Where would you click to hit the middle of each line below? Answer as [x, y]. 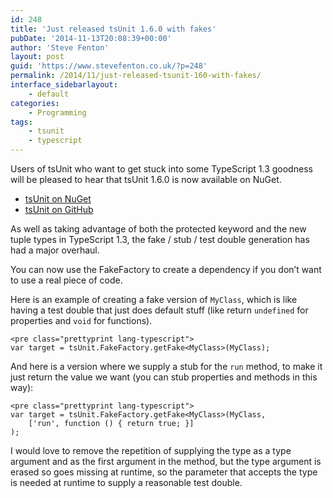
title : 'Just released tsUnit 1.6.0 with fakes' [113, 29]
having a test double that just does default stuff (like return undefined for [159, 310]
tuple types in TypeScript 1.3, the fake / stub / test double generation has [160, 239]
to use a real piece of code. [66, 280]
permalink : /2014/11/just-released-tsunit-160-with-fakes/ [136, 76]
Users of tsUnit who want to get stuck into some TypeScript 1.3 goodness [161, 169]
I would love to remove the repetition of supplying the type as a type [151, 450]
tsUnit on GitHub [59, 209]
